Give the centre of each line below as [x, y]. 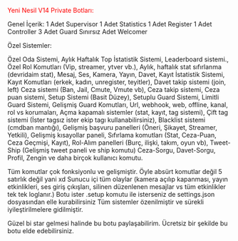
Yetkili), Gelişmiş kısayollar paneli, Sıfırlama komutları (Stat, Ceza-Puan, [112, 135]
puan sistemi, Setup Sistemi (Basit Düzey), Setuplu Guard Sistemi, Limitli [113, 97]
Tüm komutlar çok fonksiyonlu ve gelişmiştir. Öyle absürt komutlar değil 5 [115, 171]
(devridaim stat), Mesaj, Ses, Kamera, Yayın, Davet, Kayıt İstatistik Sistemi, [116, 75]
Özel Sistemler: [30, 45]
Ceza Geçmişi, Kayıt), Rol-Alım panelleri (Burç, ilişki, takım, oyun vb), [108, 143]
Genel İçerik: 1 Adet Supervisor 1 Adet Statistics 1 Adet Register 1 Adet [110, 24]
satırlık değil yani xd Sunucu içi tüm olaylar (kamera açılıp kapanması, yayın [118, 179]
